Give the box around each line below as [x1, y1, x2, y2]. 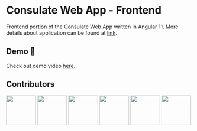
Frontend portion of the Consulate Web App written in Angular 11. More [6, 23, 179, 30]
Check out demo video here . [6, 62, 76, 69]
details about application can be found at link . [6, 29, 117, 36]
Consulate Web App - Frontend [6, 4, 162, 17]
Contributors [6, 79, 55, 89]
